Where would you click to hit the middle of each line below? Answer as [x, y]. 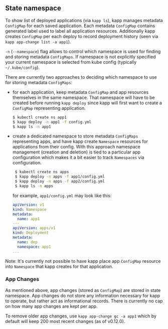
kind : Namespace [29, 209]
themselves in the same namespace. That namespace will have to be [84, 97]
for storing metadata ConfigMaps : [39, 82]
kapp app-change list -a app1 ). [38, 42]
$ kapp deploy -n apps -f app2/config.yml [60, 182]
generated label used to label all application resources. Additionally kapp [80, 31]
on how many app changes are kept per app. [51, 306]
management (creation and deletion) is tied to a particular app [76, 152]
